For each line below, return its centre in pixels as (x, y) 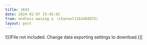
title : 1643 (17, 10)
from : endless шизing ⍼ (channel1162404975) (52, 19)
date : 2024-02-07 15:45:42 (33, 14)
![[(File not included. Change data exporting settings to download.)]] (74, 37)
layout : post (18, 23)
